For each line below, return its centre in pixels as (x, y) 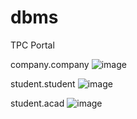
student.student (43, 83)
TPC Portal (32, 45)
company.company (50, 64)
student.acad (37, 103)
